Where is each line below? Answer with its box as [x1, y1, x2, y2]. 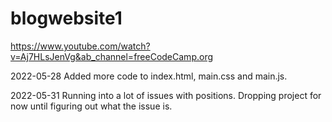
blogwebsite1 [10, 7, 123, 30]
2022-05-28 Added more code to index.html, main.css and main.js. [10, 70, 288, 82]
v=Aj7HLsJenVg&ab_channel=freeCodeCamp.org [10, 50, 214, 62]
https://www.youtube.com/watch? [10, 40, 151, 52]
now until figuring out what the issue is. [10, 100, 173, 112]
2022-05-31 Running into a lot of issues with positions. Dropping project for [10, 89, 322, 101]
